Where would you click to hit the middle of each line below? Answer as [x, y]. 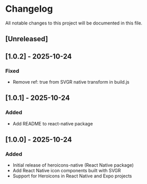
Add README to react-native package [53, 123]
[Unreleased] [27, 39]
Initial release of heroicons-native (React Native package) [73, 165]
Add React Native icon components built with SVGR [67, 171]
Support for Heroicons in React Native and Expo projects [72, 176]
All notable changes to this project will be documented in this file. [74, 23]
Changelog [29, 9]
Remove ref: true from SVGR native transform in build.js [71, 82]
